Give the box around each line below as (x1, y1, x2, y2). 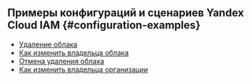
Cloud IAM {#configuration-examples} (7, 19, 202, 32)
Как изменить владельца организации (18, 65, 149, 74)
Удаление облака (18, 39, 78, 49)
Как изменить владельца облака (18, 47, 129, 58)
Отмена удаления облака (18, 56, 105, 65)
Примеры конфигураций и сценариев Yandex (7, 6, 245, 20)
